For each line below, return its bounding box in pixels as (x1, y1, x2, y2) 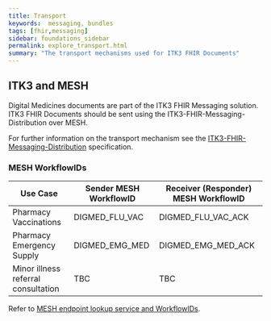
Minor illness (12, 263, 60, 274)
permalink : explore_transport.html (8, 42, 128, 50)
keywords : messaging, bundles (8, 19, 114, 27)
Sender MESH (85, 183, 140, 194)
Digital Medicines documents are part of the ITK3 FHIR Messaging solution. (8, 100, 259, 110)
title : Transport (8, 11, 67, 20)
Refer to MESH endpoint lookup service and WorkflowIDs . (8, 304, 201, 314)
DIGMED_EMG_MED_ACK (158, 240, 256, 251)
